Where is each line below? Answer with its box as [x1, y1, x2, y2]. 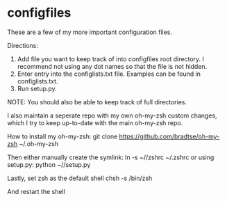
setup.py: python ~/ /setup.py [7, 160, 91, 168]
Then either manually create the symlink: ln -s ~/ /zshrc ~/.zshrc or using [7, 153, 215, 161]
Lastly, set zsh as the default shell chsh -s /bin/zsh [7, 174, 153, 182]
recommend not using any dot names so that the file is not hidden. [17, 62, 208, 70]
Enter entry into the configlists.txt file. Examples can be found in [17, 70, 201, 78]
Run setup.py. [17, 84, 57, 93]
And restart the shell [7, 187, 66, 195]
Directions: [7, 41, 38, 49]
